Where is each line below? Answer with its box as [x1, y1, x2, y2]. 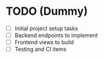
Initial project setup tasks [14, 25, 78, 32]
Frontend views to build [14, 39, 74, 46]
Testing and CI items [14, 45, 67, 53]
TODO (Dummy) [6, 4, 88, 18]
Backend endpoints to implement [14, 32, 98, 39]
